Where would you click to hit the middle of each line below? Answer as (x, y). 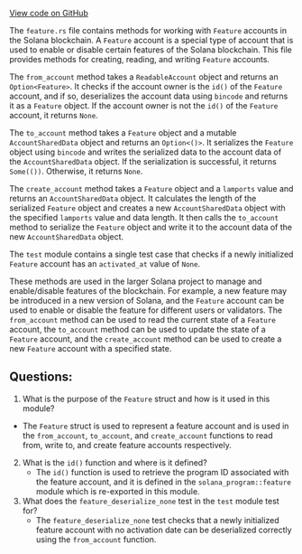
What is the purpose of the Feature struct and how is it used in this (146, 399)
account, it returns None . (54, 115)
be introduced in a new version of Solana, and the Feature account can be (147, 300)
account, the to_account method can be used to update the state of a (137, 329)
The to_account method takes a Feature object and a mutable (123, 133)
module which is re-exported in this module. (118, 491)
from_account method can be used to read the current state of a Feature (143, 319)
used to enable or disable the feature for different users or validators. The (146, 310)
